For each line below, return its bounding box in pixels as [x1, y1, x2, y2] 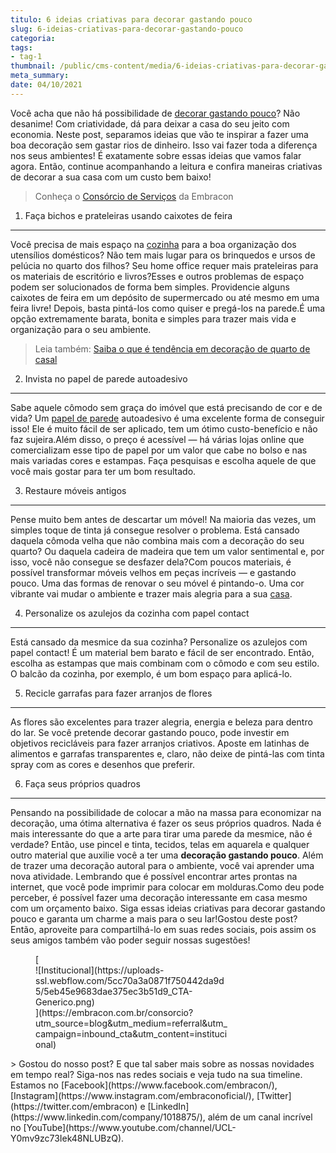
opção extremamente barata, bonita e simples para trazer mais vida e [10, 312, 297, 325]
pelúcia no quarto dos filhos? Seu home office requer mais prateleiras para [10, 259, 319, 271]
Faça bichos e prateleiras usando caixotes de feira [24, 209, 233, 221]
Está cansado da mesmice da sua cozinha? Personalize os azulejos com [10, 636, 308, 648]
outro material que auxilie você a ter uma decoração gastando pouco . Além [10, 849, 324, 861]
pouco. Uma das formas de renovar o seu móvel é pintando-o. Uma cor [10, 577, 305, 589]
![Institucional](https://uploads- [35, 964, 165, 976]
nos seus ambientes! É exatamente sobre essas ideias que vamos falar [10, 149, 302, 161]
